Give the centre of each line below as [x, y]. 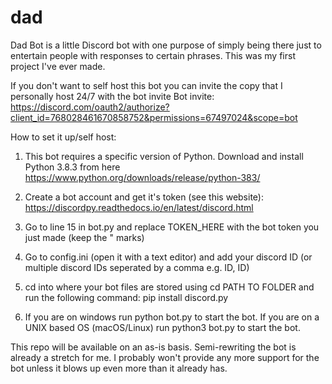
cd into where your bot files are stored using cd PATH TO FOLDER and [169, 287]
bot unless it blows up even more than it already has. [119, 368]
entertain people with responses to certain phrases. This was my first [153, 55]
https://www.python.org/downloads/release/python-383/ [142, 177]
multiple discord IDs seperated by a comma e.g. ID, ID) [137, 267]
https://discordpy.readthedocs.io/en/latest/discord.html [139, 207]
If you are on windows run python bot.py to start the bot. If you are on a [172, 317]
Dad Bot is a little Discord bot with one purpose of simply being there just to [166, 45]
